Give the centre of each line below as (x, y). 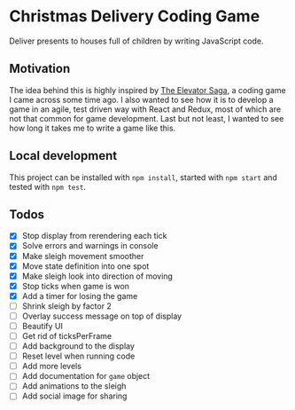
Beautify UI (43, 326)
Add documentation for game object (86, 376)
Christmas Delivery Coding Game (135, 16)
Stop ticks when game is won (76, 286)
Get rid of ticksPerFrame (67, 336)
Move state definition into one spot (85, 266)
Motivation (40, 69)
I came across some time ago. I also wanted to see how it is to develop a (141, 99)
